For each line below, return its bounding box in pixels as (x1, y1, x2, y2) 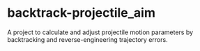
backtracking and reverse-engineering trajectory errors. (7, 35, 169, 43)
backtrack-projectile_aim (7, 5, 155, 21)
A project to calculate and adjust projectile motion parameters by (7, 28, 194, 36)
